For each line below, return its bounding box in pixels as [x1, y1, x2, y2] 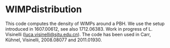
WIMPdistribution [5, 4, 82, 15]
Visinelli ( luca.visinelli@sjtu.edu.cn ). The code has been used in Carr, [5, 31, 151, 37]
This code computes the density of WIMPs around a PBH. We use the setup [5, 20, 165, 27]
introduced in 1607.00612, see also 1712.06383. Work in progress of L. [5, 26, 153, 32]
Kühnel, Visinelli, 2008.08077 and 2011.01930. [5, 37, 102, 43]
